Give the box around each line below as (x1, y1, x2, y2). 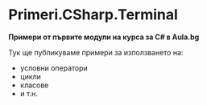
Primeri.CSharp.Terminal (8, 6, 179, 24)
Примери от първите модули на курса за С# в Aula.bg (8, 32, 200, 42)
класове (19, 80, 49, 90)
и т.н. (19, 88, 38, 98)
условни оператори (19, 63, 89, 73)
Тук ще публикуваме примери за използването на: (8, 47, 184, 57)
